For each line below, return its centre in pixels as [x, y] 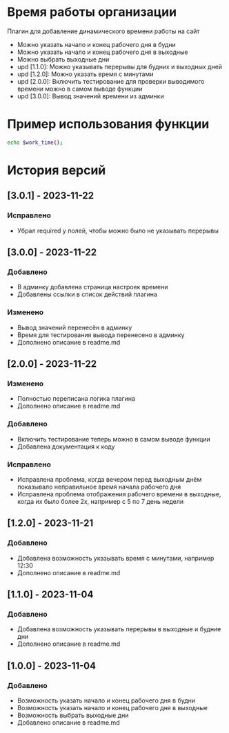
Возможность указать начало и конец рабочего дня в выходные [112, 707]
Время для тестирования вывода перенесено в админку [101, 335]
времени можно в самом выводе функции [80, 89]
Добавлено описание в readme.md [68, 722]
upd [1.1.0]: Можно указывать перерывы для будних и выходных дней [120, 66]
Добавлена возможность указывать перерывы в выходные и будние [119, 629]
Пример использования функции [108, 124]
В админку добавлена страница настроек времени [92, 287]
